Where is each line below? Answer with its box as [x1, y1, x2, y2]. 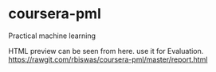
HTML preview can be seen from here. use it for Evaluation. [8, 46, 204, 55]
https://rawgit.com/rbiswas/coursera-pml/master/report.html [8, 55, 208, 64]
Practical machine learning [8, 31, 96, 40]
